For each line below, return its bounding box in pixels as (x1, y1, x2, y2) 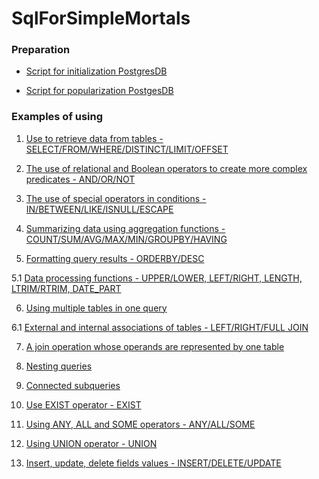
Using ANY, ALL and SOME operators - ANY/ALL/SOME (25, 418, 256, 430)
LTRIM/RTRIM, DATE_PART (11, 282, 122, 294)
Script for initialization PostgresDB (25, 65, 168, 77)
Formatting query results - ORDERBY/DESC (25, 252, 205, 264)
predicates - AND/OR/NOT (25, 173, 136, 185)
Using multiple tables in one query (25, 302, 168, 314)
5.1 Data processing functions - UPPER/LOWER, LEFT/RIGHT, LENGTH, (11, 272, 303, 284)
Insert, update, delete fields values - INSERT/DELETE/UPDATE (25, 457, 282, 469)
